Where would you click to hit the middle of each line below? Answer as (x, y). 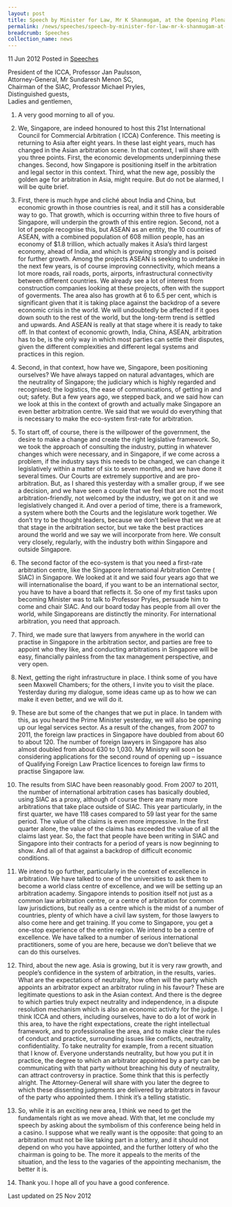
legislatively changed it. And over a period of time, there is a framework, (120, 506)
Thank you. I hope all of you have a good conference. (94, 1183)
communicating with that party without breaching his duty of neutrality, (118, 1068)
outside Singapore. (44, 550)
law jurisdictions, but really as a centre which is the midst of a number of (121, 908)
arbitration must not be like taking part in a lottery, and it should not (113, 1140)
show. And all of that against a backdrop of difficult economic (105, 851)
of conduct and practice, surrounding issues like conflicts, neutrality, (115, 1039)
